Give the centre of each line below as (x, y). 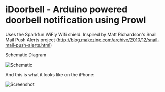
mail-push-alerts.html (28, 45)
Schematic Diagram (26, 55)
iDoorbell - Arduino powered (67, 9)
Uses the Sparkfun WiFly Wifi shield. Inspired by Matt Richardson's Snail (81, 34)
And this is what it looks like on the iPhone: (50, 74)
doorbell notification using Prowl (76, 20)
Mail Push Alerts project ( (32, 40)
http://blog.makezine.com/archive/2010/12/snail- (109, 40)
